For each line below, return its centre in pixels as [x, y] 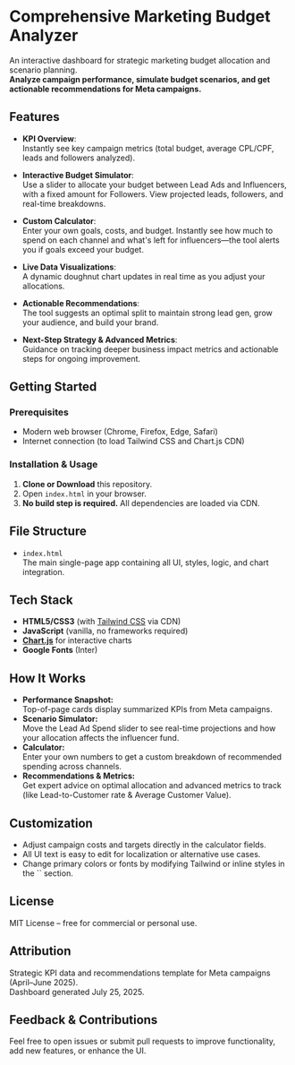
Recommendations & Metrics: [79, 776]
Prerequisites [39, 412]
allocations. [43, 286]
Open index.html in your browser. [84, 494]
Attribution [40, 951]
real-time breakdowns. [64, 203]
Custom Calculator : [59, 220]
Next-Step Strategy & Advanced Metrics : [100, 339]
